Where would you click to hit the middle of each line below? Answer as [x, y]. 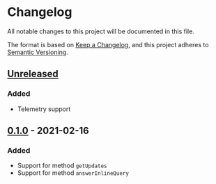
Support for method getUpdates [62, 166]
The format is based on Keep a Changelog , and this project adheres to [108, 44]
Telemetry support [44, 109]
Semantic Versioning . [38, 52]
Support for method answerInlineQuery [73, 173]
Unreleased [33, 74]
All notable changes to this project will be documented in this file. [101, 31]
